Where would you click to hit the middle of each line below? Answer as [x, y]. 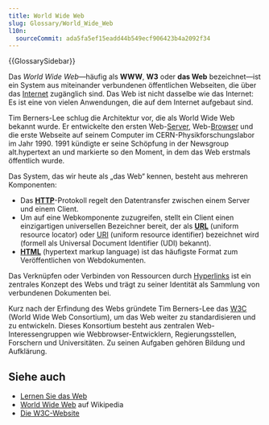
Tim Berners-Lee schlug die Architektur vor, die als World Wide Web [122, 118]
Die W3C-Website [50, 413]
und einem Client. [49, 209]
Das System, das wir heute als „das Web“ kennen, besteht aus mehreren [128, 176]
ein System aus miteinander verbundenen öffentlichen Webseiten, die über [132, 85]
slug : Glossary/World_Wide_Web [61, 23]
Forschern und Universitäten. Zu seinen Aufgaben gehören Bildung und [127, 343]
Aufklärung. [28, 352]
